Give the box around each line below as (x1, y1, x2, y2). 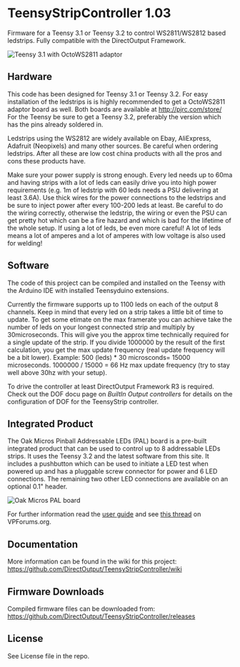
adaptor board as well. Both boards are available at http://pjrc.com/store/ (7, 105, 222, 114)
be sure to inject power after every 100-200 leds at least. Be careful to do (7, 201, 224, 209)
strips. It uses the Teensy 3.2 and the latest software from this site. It (7, 452, 209, 461)
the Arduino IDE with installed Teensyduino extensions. (7, 286, 169, 294)
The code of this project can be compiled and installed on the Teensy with (7, 279, 226, 287)
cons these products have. (7, 156, 86, 165)
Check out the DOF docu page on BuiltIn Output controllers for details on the (7, 389, 234, 398)
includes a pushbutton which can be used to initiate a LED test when (7, 459, 209, 468)
